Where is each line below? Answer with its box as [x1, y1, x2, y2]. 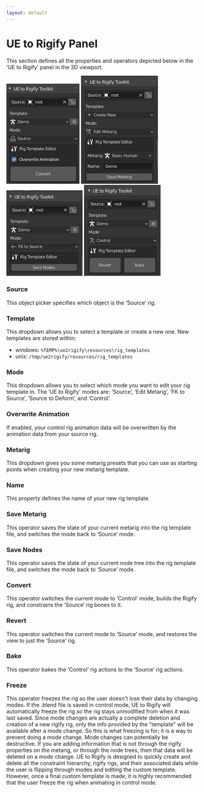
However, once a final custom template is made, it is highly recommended [6, 773, 192, 780]
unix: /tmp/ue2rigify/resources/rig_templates [15, 353, 133, 360]
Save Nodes [6, 545, 43, 554]
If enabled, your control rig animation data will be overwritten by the [6, 424, 177, 431]
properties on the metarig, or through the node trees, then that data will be [6, 746, 193, 754]
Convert [6, 581, 32, 589]
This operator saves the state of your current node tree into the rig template [6, 559, 196, 566]
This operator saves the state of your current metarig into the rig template [6, 524, 191, 531]
